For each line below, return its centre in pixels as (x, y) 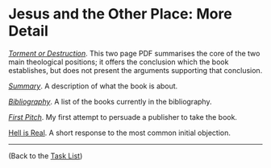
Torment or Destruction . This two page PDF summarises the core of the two (134, 53)
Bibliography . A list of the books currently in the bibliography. (110, 101)
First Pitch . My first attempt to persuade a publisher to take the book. (123, 117)
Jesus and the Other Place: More (120, 14)
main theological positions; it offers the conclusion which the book (119, 62)
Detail (28, 31)
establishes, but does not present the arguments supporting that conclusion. (135, 70)
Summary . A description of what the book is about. (93, 86)
